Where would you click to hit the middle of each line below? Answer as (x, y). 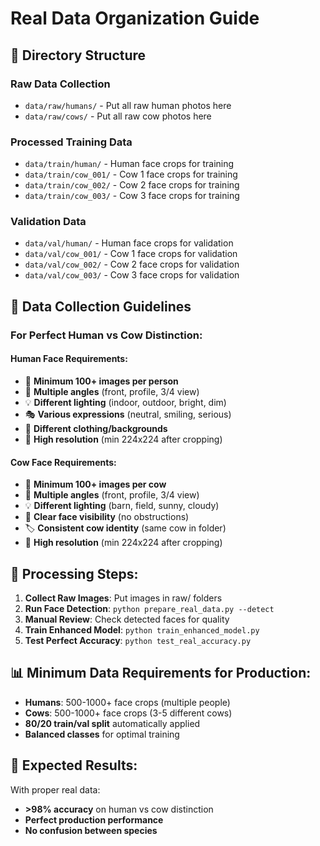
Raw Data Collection (60, 84)
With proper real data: (55, 789)
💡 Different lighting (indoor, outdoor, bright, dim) (125, 402)
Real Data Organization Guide (135, 18)
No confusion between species (91, 830)
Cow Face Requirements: (63, 462)
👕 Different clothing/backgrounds (96, 428)
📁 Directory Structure (78, 55)
